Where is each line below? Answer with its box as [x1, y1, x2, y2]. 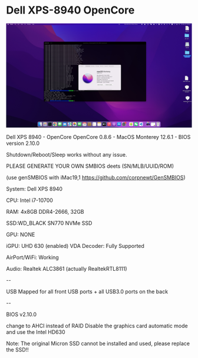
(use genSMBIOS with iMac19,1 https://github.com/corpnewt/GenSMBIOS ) [6, 174, 186, 181]
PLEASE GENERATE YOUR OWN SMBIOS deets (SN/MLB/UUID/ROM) [6, 163, 174, 170]
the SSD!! [6, 346, 29, 353]
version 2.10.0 [6, 140, 40, 147]
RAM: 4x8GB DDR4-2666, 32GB [6, 208, 84, 216]
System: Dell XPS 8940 [6, 185, 63, 193]
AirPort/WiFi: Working [6, 254, 59, 261]
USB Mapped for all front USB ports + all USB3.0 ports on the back [6, 288, 169, 295]
